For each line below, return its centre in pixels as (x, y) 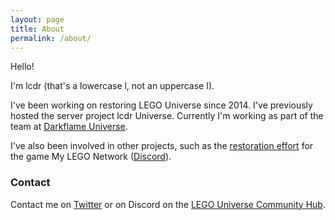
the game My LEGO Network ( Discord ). (91, 157)
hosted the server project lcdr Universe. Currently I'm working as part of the (167, 116)
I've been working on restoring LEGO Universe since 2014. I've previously (161, 105)
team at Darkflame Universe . (69, 127)
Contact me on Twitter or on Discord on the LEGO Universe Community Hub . (168, 204)
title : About (37, 29)
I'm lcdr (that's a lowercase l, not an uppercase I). (112, 86)
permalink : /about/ (51, 38)
